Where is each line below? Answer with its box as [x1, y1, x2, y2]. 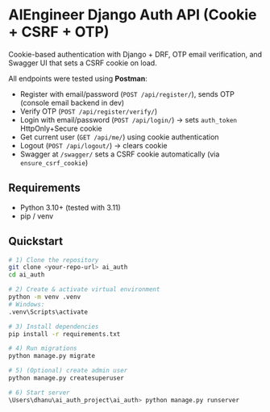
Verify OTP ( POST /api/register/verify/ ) [19, 106, 158, 116]
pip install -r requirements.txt [8, 330, 121, 338]
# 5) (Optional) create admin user [8, 367, 128, 375]
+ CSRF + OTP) [8, 23, 110, 41]
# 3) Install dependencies [8, 323, 99, 331]
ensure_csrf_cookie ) [19, 157, 89, 167]
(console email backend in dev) [19, 98, 125, 107]
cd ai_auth [8, 271, 45, 279]
